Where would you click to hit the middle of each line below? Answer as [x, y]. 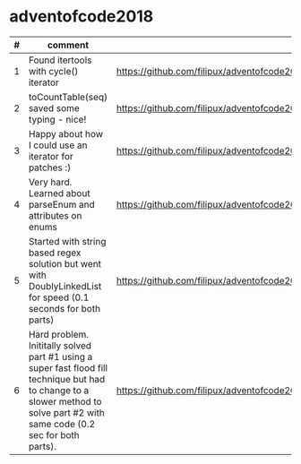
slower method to [65, 401]
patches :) [50, 168]
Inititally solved [60, 345]
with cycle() [53, 71]
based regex [55, 253]
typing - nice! [57, 119]
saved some [54, 107]
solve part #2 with [66, 412]
